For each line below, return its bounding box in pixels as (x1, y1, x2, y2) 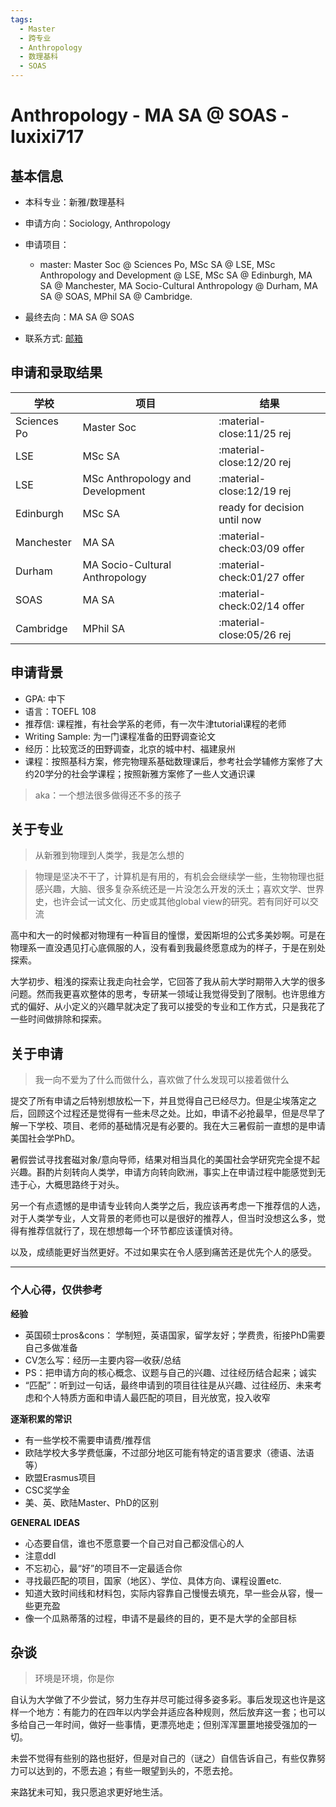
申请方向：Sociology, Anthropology (24, 217, 171, 229)
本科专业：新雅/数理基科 (24, 196, 125, 208)
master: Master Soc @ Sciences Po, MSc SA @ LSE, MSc (39, 259, 276, 270)
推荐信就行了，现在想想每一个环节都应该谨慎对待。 (27, 1225, 238, 1237)
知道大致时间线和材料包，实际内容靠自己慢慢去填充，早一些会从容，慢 (24, 1587, 315, 1599)
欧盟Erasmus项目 (24, 1471, 97, 1483)
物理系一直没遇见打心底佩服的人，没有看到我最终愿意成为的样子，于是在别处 (10, 942, 326, 954)
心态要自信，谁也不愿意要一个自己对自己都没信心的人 (24, 1537, 245, 1549)
